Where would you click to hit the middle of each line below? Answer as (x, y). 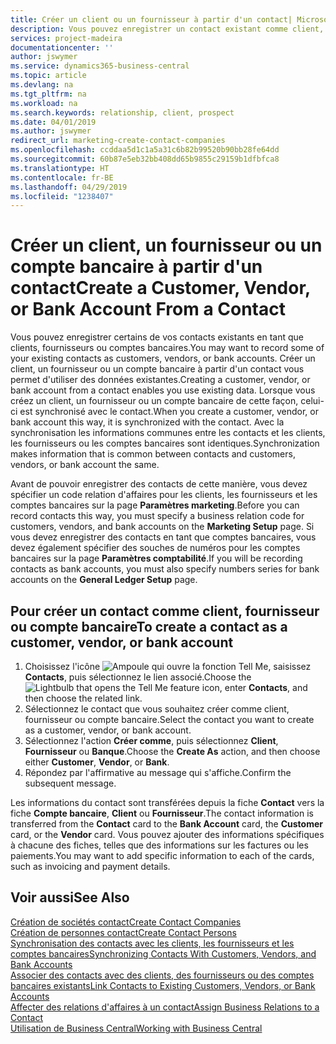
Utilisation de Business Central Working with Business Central (136, 1028)
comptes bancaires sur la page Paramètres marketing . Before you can (155, 505)
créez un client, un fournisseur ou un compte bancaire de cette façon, (154, 401)
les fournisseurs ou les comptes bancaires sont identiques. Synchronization (165, 443)
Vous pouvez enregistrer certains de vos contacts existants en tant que (157, 337)
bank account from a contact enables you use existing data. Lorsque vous (163, 390)
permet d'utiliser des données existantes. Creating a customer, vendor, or (160, 380)
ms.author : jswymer (51, 131)
